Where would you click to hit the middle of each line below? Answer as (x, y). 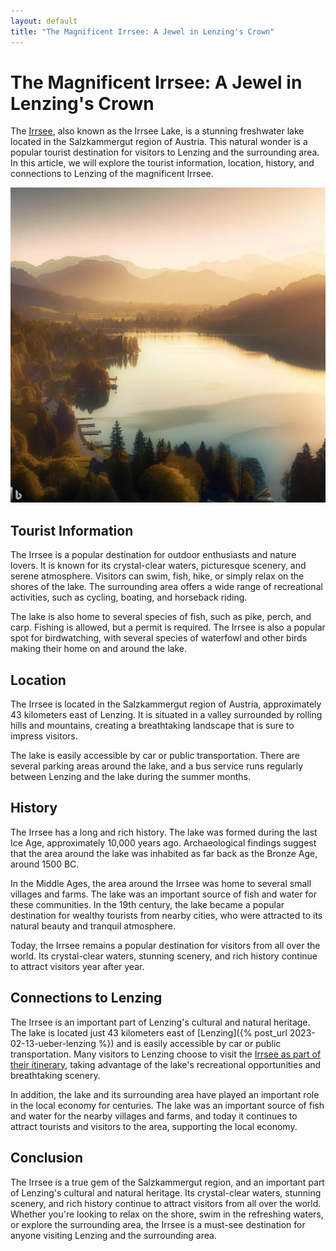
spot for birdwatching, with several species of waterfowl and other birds (159, 638)
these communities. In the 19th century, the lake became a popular (147, 904)
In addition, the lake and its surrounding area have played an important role (165, 1094)
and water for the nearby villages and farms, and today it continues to (154, 1116)
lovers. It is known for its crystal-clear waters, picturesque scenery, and (158, 566)
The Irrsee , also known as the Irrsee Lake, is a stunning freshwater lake (157, 131)
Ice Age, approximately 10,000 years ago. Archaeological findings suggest (163, 842)
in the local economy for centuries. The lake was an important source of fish (167, 1105)
